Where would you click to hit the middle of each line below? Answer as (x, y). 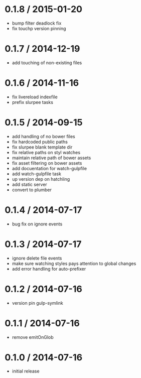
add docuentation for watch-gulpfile (49, 168)
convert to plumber (32, 190)
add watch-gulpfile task (36, 174)
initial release (26, 371)
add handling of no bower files (44, 136)
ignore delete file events (37, 258)
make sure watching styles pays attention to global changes (74, 263)
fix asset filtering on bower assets (47, 163)
